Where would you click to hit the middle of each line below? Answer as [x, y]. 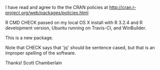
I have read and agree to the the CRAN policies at [57, 7]
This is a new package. [29, 38]
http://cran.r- [123, 7]
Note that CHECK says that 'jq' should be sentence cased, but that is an [80, 47]
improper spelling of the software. [41, 53]
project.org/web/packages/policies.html [47, 13]
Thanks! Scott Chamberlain [34, 63]
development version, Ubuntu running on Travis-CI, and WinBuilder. [76, 28]
